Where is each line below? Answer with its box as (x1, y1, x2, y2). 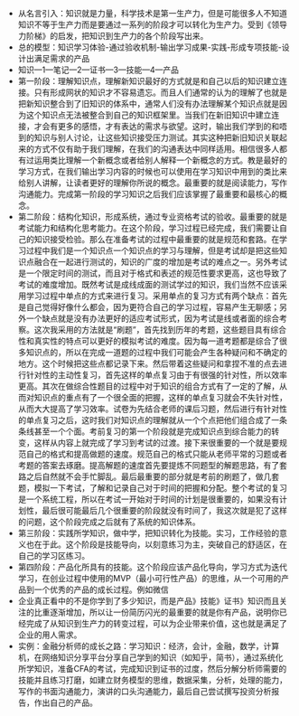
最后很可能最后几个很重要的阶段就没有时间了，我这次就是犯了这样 (42, 505, 287, 515)
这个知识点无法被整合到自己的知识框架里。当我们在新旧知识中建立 (25, 109, 272, 120)
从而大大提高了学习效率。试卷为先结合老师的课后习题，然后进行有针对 (17, 403, 280, 414)
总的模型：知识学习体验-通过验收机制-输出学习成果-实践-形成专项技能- (17, 42, 282, 52)
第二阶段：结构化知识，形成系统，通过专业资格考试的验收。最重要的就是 (17, 212, 287, 221)
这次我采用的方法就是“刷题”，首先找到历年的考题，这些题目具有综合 (33, 325, 287, 334)
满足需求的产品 (33, 53, 90, 63)
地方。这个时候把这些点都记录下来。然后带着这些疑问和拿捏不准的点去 (17, 358, 280, 369)
